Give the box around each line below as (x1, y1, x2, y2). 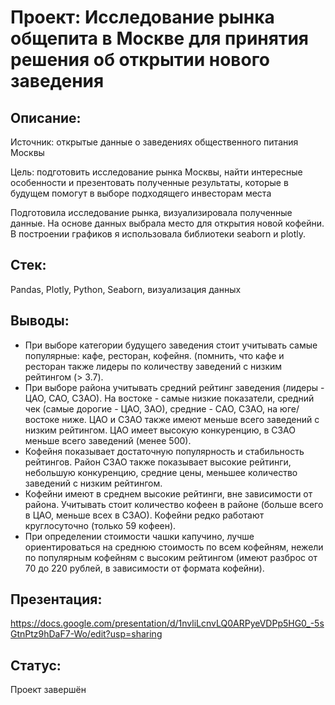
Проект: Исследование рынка (10, 6, 275, 29)
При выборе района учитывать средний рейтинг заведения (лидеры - (24, 381, 325, 393)
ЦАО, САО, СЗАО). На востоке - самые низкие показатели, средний (24, 392, 315, 404)
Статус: (10, 657, 62, 674)
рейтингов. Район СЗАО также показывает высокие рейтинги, (24, 456, 292, 468)
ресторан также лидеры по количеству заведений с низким (24, 360, 283, 372)
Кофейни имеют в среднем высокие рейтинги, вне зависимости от (24, 487, 313, 500)
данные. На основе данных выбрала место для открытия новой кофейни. (10, 217, 325, 229)
